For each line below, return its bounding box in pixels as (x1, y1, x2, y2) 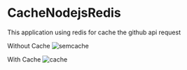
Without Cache (7, 41, 50, 50)
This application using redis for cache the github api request (7, 28, 181, 36)
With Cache (7, 55, 41, 64)
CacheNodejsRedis (7, 5, 121, 21)
